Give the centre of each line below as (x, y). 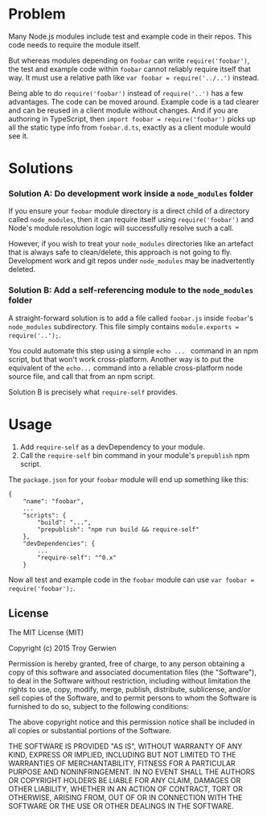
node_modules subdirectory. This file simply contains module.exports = (124, 326)
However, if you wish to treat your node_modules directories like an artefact (131, 244)
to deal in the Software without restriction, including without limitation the (129, 681)
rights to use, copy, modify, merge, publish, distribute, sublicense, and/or (129, 690)
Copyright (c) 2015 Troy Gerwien (62, 648)
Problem (37, 14)
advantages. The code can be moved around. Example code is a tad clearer (134, 101)
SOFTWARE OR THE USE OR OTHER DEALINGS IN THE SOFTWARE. (121, 807)
